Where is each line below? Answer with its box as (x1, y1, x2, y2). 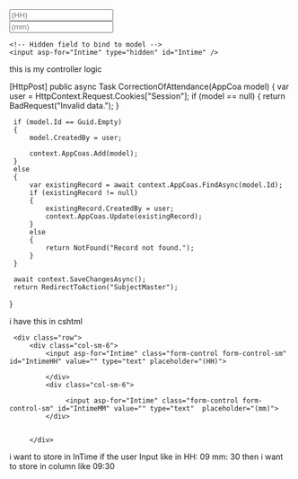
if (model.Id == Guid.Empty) (13, 118, 123, 127)
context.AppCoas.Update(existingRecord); (45, 212, 203, 221)
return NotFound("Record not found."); (45, 244, 195, 253)
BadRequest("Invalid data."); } (9, 101, 119, 111)
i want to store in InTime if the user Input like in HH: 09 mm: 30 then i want (9, 451, 284, 462)
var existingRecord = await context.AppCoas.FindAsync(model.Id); (29, 181, 283, 190)
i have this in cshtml (9, 316, 83, 326)
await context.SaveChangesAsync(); (13, 275, 146, 284)
